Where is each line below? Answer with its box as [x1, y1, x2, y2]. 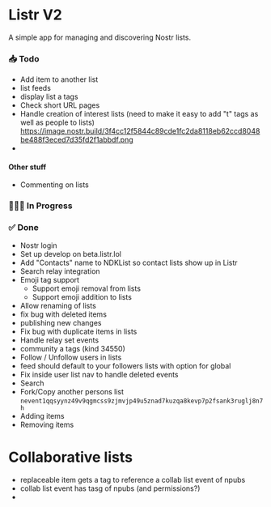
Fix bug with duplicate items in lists [19, 326, 138, 336]
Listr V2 [8, 6, 62, 24]
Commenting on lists [19, 180, 89, 190]
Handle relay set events [19, 334, 100, 345]
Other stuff [8, 162, 47, 172]
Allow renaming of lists [19, 300, 97, 310]
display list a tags [19, 92, 78, 102]
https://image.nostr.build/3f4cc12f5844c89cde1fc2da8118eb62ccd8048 [19, 126, 260, 136]
